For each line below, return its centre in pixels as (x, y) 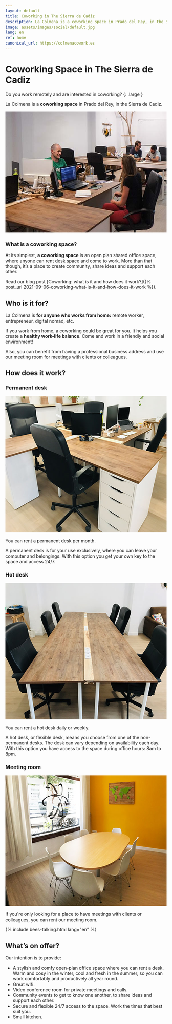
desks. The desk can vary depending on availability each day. (94, 743)
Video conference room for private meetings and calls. (70, 990)
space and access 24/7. (30, 561)
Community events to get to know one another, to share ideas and (82, 995)
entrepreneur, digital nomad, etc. (40, 321)
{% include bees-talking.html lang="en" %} (51, 930)
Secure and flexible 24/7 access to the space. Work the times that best (88, 1006)
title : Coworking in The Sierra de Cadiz (50, 16)
